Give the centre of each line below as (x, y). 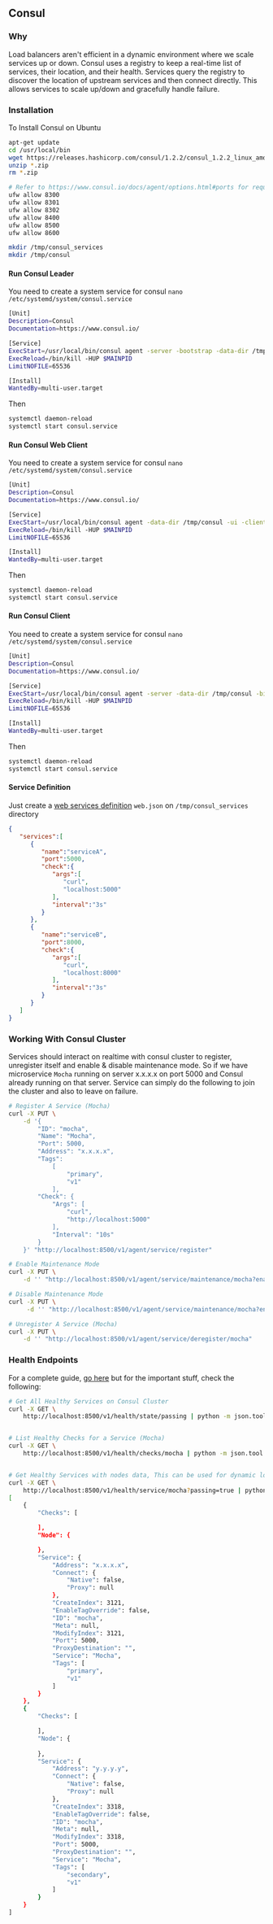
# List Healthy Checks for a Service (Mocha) (87, 1438)
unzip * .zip (28, 165)
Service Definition (40, 787)
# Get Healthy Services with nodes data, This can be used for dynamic (132, 1475)
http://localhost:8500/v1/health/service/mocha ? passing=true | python (145, 1490)
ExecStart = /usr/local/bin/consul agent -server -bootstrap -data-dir (129, 351)
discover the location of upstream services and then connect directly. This (133, 80)
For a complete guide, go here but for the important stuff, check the (121, 1377)
